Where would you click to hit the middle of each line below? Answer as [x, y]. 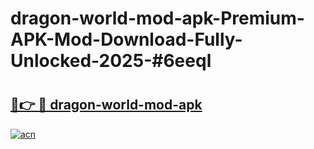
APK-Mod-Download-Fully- [126, 39]
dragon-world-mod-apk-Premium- [157, 18]
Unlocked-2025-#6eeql [111, 61]
